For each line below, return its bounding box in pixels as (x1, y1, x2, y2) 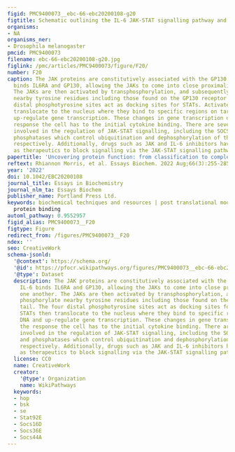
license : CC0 (13, 355, 52, 363)
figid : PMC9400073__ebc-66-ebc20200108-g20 (7, 10, 136, 18)
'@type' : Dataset (13, 270, 64, 278)
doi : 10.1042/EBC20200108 (7, 173, 83, 180)
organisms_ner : (7, 36, 52, 43)
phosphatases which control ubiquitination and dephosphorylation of (13, 134, 220, 141)
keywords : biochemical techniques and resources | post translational (7, 199, 218, 207)
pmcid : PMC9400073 (7, 50, 61, 57)
